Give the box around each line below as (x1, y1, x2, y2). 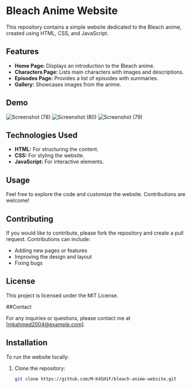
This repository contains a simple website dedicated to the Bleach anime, (6, 23, 182, 30)
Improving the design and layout (14, 253, 92, 260)
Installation (6, 338, 48, 348)
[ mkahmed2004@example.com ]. (6, 321, 86, 328)
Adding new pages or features (14, 247, 87, 254)
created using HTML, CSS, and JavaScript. (6, 29, 109, 36)
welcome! (6, 197, 30, 204)
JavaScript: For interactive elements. (14, 158, 104, 165)
